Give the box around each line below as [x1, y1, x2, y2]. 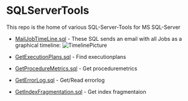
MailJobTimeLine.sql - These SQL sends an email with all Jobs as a [14, 35, 183, 42]
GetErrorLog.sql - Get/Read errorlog [14, 76, 105, 84]
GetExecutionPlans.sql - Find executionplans [14, 53, 127, 60]
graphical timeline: [14, 41, 61, 49]
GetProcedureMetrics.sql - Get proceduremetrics [14, 64, 137, 72]
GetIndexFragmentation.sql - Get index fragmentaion [14, 88, 146, 95]
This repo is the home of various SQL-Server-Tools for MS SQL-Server [6, 23, 181, 31]
